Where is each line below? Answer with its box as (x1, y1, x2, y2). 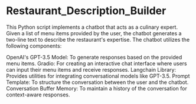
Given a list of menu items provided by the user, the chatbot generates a (6, 29, 182, 36)
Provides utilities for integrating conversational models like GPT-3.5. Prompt (6, 72, 190, 79)
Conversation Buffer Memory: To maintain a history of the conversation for (6, 85, 187, 92)
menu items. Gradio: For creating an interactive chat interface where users (6, 60, 187, 67)
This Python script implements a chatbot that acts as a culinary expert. (6, 24, 178, 31)
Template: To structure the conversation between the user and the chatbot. (6, 78, 189, 86)
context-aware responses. (6, 91, 70, 98)
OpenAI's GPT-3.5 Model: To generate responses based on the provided (6, 53, 182, 61)
